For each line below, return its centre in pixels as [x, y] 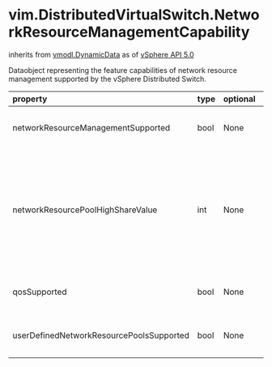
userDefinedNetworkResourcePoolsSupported [101, 335]
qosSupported [40, 292]
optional [240, 99]
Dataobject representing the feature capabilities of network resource [123, 70]
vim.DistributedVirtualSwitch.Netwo [134, 15]
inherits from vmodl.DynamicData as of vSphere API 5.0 [101, 54]
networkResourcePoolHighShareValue [85, 210]
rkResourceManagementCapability [129, 32]
